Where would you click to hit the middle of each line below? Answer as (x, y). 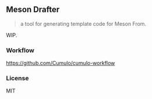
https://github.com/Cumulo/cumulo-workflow (61, 63)
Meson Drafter (33, 10)
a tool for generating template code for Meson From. (83, 23)
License (17, 78)
